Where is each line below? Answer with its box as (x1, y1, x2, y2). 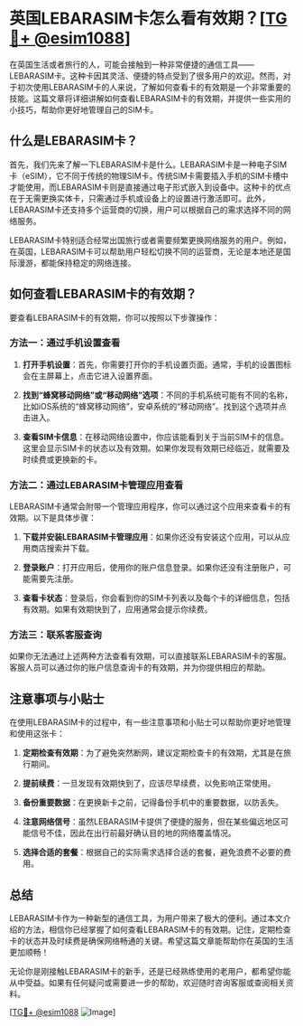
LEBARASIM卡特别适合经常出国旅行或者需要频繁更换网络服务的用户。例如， (9, 234, 291, 245)
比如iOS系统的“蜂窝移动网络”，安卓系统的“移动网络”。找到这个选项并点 (22, 400, 287, 411)
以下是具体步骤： (32, 513, 96, 523)
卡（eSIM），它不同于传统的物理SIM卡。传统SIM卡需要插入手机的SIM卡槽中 (9, 170, 289, 181)
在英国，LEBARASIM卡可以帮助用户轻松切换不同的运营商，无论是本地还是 (9, 246, 284, 257)
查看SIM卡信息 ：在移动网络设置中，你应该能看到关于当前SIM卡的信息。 (22, 431, 289, 442)
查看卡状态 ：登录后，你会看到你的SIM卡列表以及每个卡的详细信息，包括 (22, 593, 290, 604)
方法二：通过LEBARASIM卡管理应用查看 (9, 478, 184, 491)
